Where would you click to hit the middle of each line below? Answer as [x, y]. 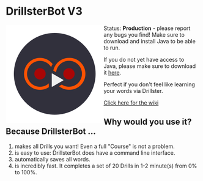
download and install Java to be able [150, 41]
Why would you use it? [148, 122]
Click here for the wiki [131, 103]
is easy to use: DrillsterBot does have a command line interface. [95, 153]
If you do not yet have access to [144, 59]
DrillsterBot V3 [44, 11]
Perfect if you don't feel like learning [149, 84]
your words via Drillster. [133, 90]
